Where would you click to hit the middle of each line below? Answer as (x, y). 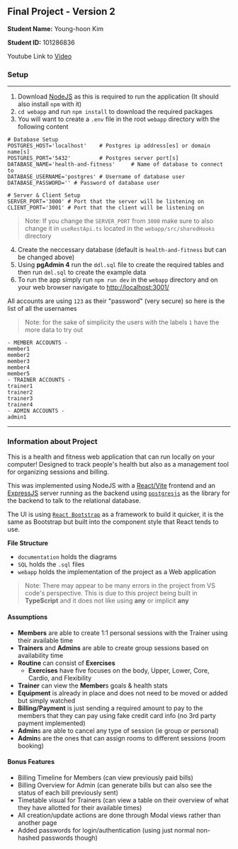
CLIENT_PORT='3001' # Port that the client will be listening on (106, 208)
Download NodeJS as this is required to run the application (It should (118, 97)
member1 (19, 349)
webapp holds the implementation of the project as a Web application (117, 572)
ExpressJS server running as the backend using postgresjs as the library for (119, 493)
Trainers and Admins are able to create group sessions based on (113, 648)
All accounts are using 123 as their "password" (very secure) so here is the (116, 301)
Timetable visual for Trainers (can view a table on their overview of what (123, 800)
